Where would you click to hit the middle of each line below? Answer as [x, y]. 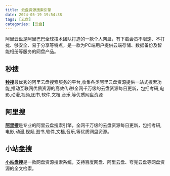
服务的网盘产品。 [40, 51]
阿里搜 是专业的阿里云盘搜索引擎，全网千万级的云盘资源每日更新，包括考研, [83, 125]
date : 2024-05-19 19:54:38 [34, 15]
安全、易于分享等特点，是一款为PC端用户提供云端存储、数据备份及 [88, 45]
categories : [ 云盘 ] [25, 24]
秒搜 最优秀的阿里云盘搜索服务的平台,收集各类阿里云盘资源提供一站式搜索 [81, 82]
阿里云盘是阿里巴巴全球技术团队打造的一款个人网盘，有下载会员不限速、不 [83, 39]
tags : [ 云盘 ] [18, 19]
